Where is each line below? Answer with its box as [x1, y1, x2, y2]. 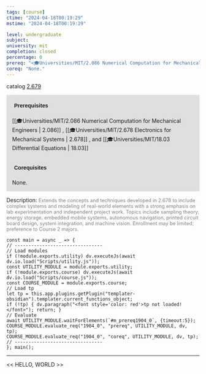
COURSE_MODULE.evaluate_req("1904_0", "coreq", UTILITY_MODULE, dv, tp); [6, 334, 199, 340]
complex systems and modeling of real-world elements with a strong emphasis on [6, 203, 196, 209]
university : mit [6, 43, 48, 49]
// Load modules [6, 248, 48, 254]
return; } [36, 307, 62, 313]
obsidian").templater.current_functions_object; [6, 296, 133, 302]
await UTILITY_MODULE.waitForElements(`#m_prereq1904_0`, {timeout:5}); [6, 317, 196, 324]
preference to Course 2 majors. [6, 226, 79, 232]
